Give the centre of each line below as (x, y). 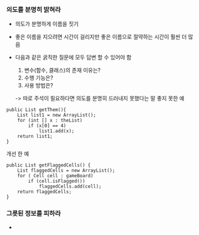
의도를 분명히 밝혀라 (34, 9)
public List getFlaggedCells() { (49, 165)
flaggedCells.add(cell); (70, 186)
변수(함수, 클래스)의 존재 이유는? (62, 70)
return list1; (35, 137)
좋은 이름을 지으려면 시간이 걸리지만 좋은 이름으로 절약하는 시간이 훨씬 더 (101, 37)
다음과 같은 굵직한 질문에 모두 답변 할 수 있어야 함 (73, 57)
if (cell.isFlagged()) (57, 181)
